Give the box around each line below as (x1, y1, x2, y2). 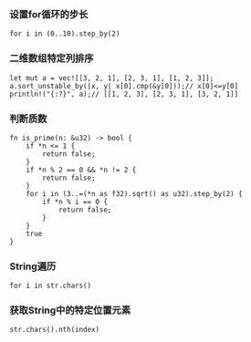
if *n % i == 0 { (42, 197, 108, 206)
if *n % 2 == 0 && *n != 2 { (26, 165, 137, 174)
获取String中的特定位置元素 (9, 304, 131, 316)
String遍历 (9, 260, 57, 273)
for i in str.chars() (9, 281, 92, 291)
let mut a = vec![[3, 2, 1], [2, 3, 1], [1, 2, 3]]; (9, 73, 214, 83)
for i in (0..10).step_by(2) (9, 29, 120, 38)
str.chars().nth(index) (9, 326, 100, 335)
